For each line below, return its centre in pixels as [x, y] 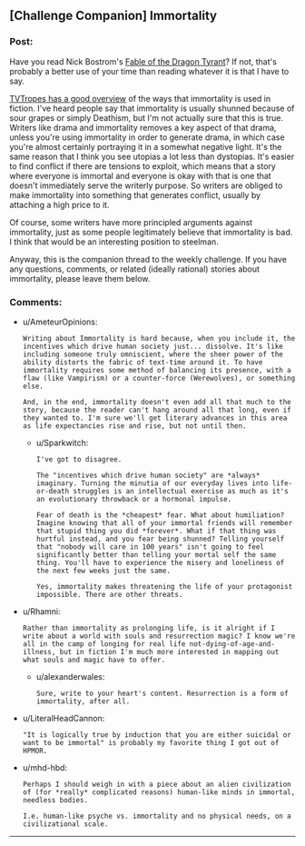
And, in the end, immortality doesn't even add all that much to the [157, 402]
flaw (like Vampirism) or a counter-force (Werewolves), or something [159, 378]
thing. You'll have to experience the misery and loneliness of [160, 562]
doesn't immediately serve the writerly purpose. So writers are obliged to [146, 185]
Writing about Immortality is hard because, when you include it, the [159, 338]
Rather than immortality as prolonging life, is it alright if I [148, 628]
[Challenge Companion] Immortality [113, 16]
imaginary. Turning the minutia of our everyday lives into [152, 483]
